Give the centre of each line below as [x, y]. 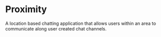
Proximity [26, 9]
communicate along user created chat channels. [56, 28]
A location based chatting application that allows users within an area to [81, 23]
